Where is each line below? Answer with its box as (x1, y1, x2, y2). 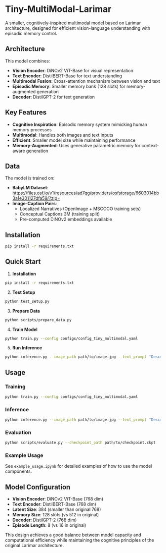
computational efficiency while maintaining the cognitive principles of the (5, 537, 154, 543)
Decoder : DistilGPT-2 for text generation (12, 94, 95, 100)
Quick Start (5, 258, 41, 266)
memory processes (12, 126, 52, 132)
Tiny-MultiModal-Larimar (5, 3, 112, 15)
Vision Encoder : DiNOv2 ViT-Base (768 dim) (12, 496, 104, 502)
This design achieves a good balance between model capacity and (5, 532, 142, 538)
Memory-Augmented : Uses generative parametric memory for (12, 142, 141, 148)
